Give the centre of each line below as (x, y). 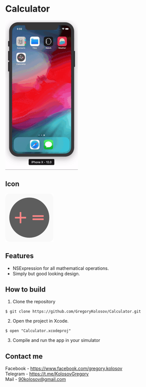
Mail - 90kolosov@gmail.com (36, 379)
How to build (26, 289)
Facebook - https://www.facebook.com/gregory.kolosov (64, 369)
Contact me (24, 356)
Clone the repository (34, 302)
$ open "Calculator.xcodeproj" (38, 331)
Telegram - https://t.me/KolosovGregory (47, 374)
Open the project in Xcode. (41, 321)
